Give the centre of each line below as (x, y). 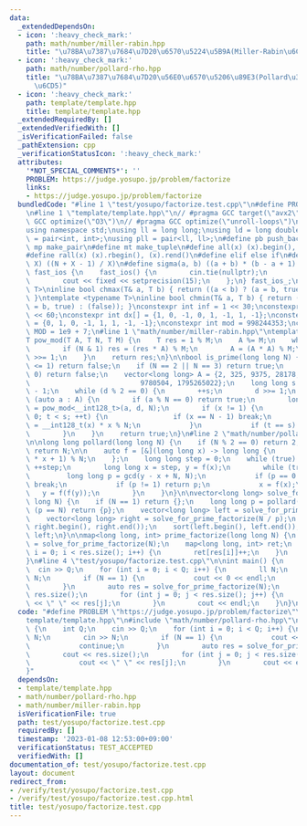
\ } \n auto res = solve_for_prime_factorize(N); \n (153, 586)
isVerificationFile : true (67, 714)
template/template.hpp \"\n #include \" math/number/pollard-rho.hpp (155, 621)
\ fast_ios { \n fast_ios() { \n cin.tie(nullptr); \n (147, 273)
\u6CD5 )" (50, 86)
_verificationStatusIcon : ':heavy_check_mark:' (110, 153)
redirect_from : (38, 781)
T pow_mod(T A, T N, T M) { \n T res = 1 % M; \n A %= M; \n (151, 340)
